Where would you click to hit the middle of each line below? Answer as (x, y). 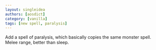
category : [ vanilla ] (26, 19)
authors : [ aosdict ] (25, 14)
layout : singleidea (25, 10)
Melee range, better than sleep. (37, 43)
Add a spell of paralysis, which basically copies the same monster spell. (78, 37)
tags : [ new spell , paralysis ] (36, 23)
